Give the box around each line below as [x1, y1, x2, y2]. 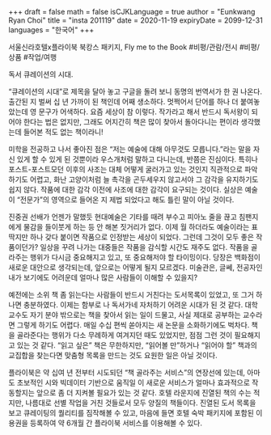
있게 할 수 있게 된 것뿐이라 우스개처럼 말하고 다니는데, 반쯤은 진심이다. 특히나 [16, 154, 259, 164]
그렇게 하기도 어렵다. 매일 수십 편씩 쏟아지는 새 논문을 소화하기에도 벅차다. [16, 320, 250, 330]
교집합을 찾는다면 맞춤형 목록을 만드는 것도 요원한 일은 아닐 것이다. [8, 351, 218, 360]
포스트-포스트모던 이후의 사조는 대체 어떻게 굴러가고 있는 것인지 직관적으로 [8, 165, 243, 174]
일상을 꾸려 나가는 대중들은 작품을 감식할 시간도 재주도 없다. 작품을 [40, 243, 249, 251]
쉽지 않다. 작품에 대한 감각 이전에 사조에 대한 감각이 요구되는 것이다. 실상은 [8, 185, 243, 194]
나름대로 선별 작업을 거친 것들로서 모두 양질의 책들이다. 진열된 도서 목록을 [25, 398, 256, 408]
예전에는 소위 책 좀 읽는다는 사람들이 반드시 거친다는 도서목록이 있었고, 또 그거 [8, 290, 255, 299]
